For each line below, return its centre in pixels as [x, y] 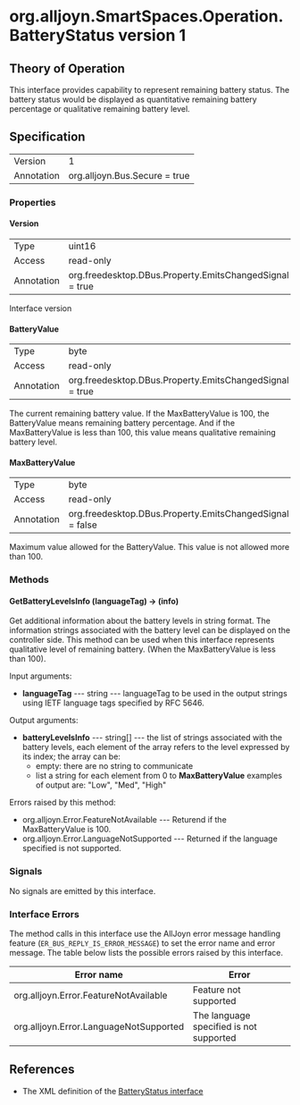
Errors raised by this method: [62, 803]
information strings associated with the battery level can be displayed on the [150, 630]
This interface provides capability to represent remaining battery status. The [150, 90]
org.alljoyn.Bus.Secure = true [129, 175]
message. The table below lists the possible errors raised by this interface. [146, 953]
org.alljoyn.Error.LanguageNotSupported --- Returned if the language [150, 839]
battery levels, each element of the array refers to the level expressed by [156, 747]
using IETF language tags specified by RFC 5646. [113, 703]
